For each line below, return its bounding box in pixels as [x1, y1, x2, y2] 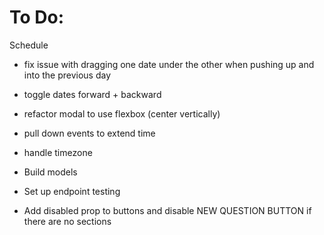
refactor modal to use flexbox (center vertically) [23, 107, 221, 120]
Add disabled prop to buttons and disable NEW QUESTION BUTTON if [23, 204, 312, 216]
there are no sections [23, 215, 112, 227]
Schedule [9, 39, 49, 51]
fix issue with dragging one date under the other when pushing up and [23, 58, 315, 70]
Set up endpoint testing [23, 185, 121, 197]
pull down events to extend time [23, 127, 156, 139]
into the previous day [23, 69, 112, 81]
